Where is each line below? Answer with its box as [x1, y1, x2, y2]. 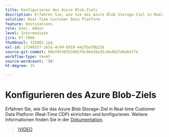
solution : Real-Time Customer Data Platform [5, 17, 100, 22]
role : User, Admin [5, 26, 44, 31]
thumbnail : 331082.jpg [5, 40, 53, 45]
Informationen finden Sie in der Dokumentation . [5, 116, 104, 123]
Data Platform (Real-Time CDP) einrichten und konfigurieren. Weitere [5, 111, 148, 117]
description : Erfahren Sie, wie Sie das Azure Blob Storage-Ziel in [5, 12, 152, 17]
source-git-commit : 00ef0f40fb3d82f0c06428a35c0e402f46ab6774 [5, 49, 138, 54]
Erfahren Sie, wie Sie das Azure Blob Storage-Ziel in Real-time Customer [5, 106, 156, 112]
